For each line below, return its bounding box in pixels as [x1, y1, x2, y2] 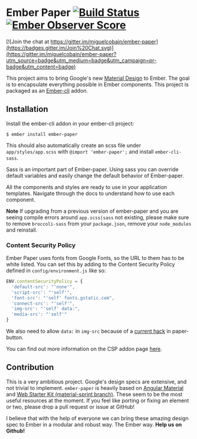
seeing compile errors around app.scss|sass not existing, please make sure [6, 213, 189, 221]
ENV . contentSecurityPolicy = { [6, 278, 83, 285]
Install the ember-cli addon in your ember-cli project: [6, 120, 134, 127]
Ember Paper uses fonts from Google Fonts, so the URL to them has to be [6, 255, 185, 262]
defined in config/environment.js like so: [6, 267, 106, 274]
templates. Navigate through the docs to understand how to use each [6, 190, 175, 197]
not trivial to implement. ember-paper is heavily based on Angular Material [6, 384, 184, 391]
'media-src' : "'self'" [11, 311, 67, 317]
